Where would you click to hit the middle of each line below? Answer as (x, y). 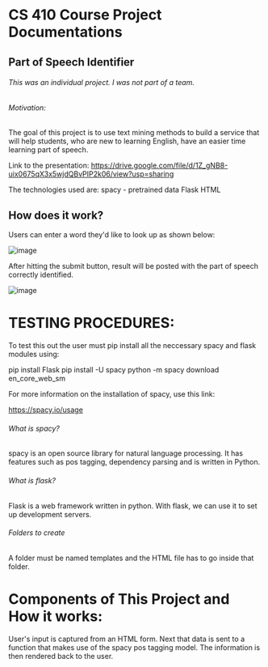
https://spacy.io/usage (46, 410)
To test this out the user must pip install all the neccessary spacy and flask (132, 346)
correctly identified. (41, 275)
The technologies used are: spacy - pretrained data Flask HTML (115, 190)
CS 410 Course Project (85, 15)
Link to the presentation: (49, 166)
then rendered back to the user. (61, 656)
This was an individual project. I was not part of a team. (102, 83)
